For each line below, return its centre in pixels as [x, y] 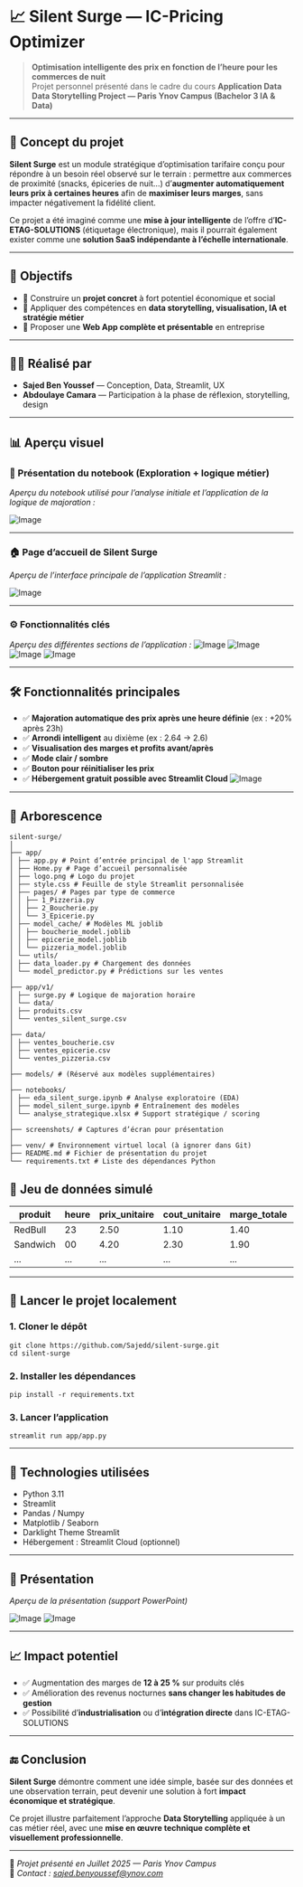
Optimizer [47, 42]
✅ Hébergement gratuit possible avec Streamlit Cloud [125, 778]
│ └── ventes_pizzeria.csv [60, 1059]
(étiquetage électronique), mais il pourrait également [180, 230]
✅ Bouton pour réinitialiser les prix [88, 769]
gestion [37, 1703]
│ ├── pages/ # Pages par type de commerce [92, 892]
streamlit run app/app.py [58, 1436]
